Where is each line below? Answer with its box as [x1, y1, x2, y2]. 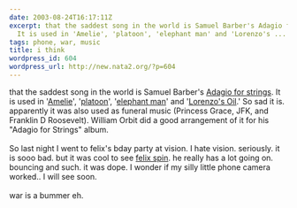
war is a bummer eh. [9, 189, 84, 200]
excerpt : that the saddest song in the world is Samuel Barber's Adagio [9, 21, 283, 30]
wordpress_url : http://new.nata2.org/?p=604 [9, 63, 176, 72]
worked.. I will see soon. [9, 171, 97, 181]
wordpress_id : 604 [9, 54, 77, 63]
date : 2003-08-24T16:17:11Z [9, 12, 113, 22]
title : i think [9, 46, 65, 55]
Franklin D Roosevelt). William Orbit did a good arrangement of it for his [9, 114, 270, 125]
